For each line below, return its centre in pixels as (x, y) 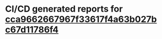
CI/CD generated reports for (64, 9)
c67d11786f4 (32, 30)
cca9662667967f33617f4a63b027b (81, 19)
